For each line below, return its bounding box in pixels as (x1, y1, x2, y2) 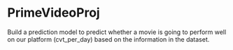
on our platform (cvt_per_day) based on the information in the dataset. (7, 35, 210, 43)
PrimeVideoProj (7, 5, 100, 21)
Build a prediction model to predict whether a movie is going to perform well (7, 28, 227, 36)
